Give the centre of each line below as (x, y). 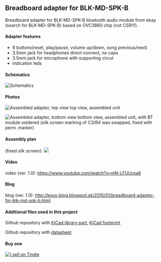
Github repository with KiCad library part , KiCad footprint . (63, 223)
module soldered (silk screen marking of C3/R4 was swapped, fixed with (79, 122)
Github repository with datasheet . (39, 232)
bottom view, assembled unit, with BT (115, 117)
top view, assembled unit (95, 108)
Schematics (18, 75)
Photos (13, 97)
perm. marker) (20, 128)
